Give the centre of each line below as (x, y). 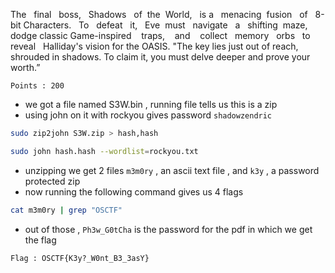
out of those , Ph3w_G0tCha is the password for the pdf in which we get (168, 229)
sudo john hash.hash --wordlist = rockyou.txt (104, 151)
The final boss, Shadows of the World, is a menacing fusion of (159, 14)
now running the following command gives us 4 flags (134, 191)
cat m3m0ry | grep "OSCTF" (66, 210)
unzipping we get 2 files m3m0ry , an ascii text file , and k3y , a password (172, 170)
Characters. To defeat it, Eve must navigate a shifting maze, (165, 25)
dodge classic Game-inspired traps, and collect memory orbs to (160, 35)
